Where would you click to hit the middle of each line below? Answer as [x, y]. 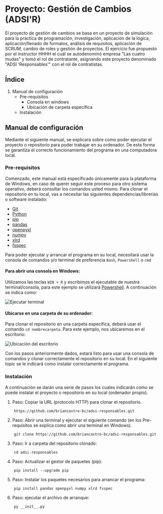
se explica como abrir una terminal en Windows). [83, 425]
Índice [15, 80]
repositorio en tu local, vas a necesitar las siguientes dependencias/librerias [82, 194]
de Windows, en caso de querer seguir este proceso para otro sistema [76, 184]
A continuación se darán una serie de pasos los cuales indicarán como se [79, 387]
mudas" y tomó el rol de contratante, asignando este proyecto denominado [81, 59]
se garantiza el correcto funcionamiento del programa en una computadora [81, 150]
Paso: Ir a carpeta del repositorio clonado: [54, 443]
